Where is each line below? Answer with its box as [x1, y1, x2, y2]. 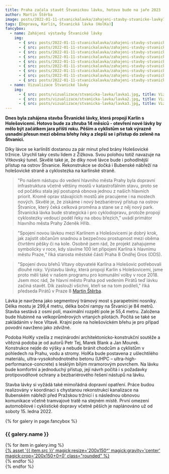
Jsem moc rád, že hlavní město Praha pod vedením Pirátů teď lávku [17, 277, 158, 283]
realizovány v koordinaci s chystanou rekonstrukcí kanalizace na [5, 387, 139, 393]
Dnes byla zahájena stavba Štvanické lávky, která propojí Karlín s [5, 115, 144, 121]
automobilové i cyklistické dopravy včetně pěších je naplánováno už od [5, 403, 153, 409]
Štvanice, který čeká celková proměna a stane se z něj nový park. [17, 204, 154, 210]
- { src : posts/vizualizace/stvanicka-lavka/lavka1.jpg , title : [18, 92, 156, 97]
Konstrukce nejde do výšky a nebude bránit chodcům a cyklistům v [5, 345, 145, 351]
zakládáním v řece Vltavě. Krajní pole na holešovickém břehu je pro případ [5, 319, 159, 325]
